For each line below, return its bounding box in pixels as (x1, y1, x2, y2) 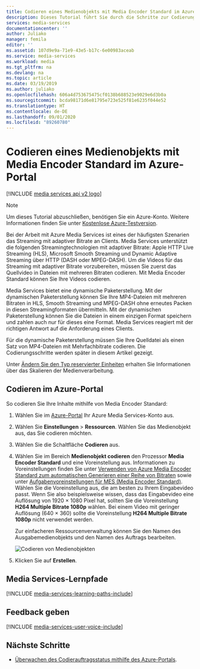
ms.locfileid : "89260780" (6, 120, 70, 126)
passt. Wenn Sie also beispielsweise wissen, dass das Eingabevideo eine (14, 490, 194, 497)
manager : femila (6, 36, 46, 42)
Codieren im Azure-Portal (6, 384, 104, 394)
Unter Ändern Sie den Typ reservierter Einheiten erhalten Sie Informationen (6, 361, 191, 368)
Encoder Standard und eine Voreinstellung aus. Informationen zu (14, 459, 175, 466)
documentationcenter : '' (6, 25, 68, 32)
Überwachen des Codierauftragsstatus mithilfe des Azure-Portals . (14, 656, 177, 663)
